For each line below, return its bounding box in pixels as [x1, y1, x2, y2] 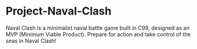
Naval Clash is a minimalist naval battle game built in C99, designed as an [5, 24, 190, 31]
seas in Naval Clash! [5, 37, 57, 44]
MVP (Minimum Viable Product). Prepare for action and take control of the [5, 30, 191, 38]
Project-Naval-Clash [5, 4, 112, 18]
